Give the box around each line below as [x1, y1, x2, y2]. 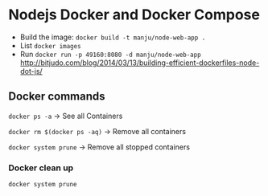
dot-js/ [19, 66, 43, 76]
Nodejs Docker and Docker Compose [8, 6, 260, 24]
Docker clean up [8, 162, 74, 174]
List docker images [19, 40, 82, 50]
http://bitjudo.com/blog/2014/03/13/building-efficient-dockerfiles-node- [19, 58, 260, 67]
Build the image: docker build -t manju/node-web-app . [19, 32, 206, 42]
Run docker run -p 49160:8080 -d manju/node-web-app [19, 49, 201, 59]
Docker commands [8, 90, 105, 104]
